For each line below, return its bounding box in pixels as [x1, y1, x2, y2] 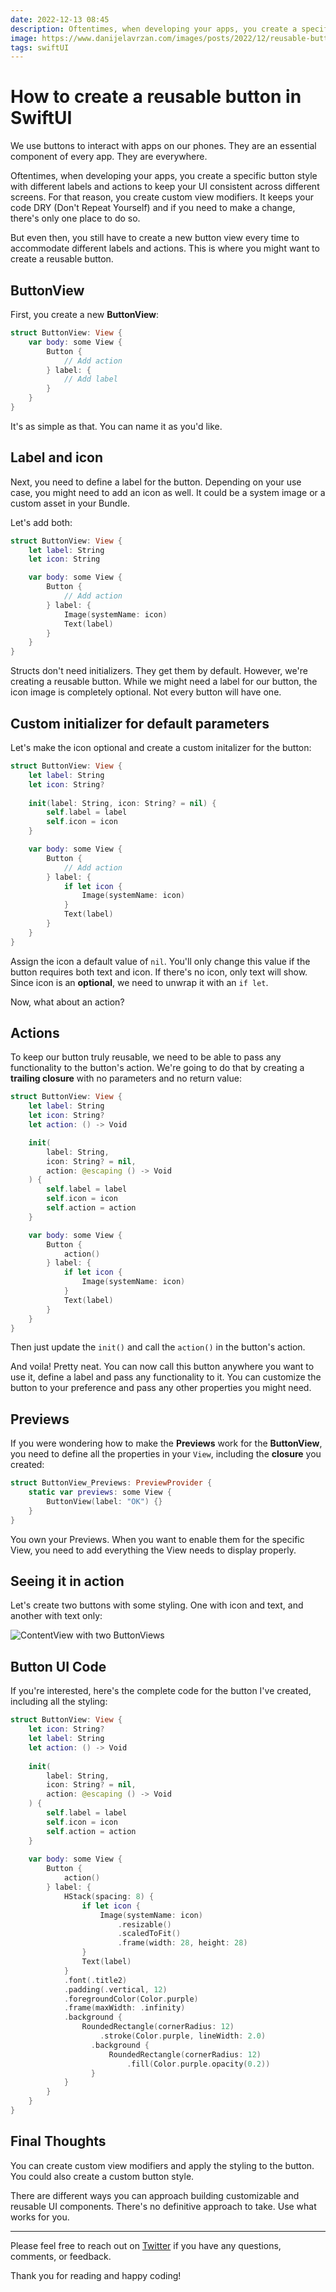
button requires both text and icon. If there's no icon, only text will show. [10, 966, 308, 978]
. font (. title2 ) [63, 1975, 128, 1985]
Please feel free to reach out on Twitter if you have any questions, [10, 2239, 282, 2251]
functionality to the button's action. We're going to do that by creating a [10, 1062, 305, 1074]
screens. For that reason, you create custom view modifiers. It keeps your [10, 191, 314, 203]
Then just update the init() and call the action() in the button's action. [10, 1341, 306, 1353]
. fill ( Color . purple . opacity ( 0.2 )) [126, 2059, 271, 2069]
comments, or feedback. [10, 2250, 112, 2262]
